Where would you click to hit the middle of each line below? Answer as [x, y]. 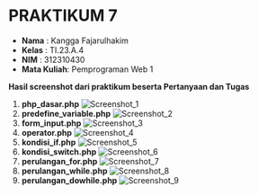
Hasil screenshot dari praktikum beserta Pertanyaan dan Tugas [129, 86]
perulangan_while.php [64, 171]
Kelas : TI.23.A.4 [53, 49]
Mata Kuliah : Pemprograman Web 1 [87, 69]
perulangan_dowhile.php [69, 180]
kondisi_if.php [49, 142]
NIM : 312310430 [53, 59]
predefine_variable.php [66, 113]
